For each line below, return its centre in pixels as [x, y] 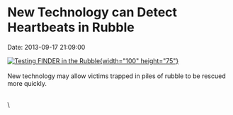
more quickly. [27, 83]
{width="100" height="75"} [139, 60]
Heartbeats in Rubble [71, 27]
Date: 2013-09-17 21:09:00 [46, 47]
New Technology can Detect [92, 12]
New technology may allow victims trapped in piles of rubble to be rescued [117, 76]
